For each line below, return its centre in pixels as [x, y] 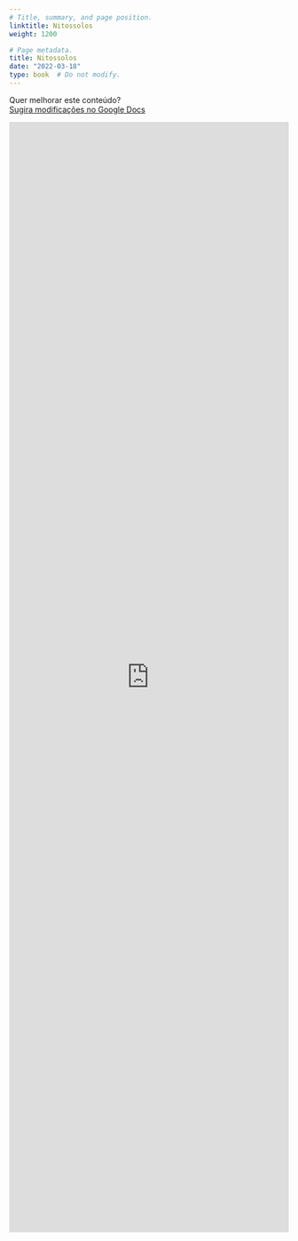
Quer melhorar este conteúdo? [65, 99]
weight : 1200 [33, 34]
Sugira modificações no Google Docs [78, 109]
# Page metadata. [41, 50]
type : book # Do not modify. [65, 75]
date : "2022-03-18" [45, 67]
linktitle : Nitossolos [51, 26]
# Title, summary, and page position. [81, 17]
